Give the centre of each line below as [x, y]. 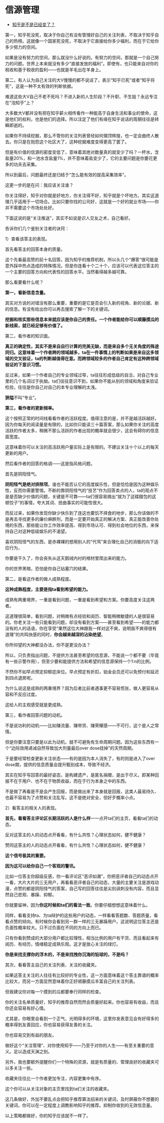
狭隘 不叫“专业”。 [22, 397]
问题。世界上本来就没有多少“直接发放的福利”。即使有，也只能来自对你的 [86, 64]
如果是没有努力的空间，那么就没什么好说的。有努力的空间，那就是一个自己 [80, 57]
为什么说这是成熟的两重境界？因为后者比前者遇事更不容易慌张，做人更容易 [80, 688]
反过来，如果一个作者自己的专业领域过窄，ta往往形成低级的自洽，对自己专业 [82, 375]
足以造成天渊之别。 [33, 1051]
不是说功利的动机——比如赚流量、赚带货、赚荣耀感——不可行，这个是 [76, 725]
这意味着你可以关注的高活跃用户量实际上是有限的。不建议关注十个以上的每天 [82, 447]
